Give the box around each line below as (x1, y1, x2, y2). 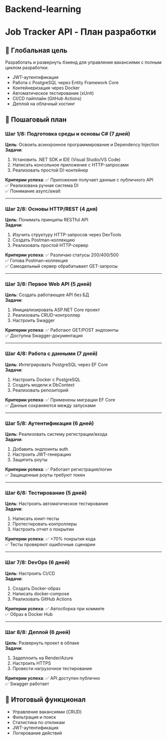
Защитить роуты (12, 457, 48, 463)
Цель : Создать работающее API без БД (5, 292, 89, 298)
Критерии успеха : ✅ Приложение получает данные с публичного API (5, 177, 154, 183)
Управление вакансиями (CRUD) (12, 709, 82, 715)
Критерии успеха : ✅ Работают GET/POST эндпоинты (5, 327, 119, 333)
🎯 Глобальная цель (5, 46, 68, 54)
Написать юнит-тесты (12, 516, 60, 522)
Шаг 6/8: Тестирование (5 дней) (5, 489, 87, 496)
